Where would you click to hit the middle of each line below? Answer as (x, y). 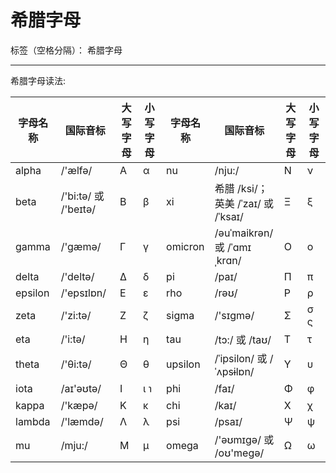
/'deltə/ (77, 276)
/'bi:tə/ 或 (82, 196)
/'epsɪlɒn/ (83, 293)
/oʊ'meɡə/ (239, 453)
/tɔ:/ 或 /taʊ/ (243, 339)
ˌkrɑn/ (228, 260)
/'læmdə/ (82, 421)
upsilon (183, 364)
